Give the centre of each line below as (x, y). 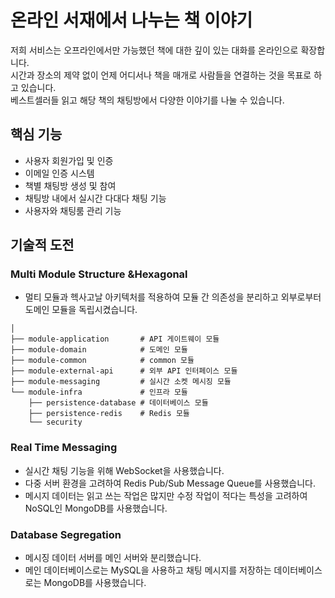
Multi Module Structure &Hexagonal (99, 274)
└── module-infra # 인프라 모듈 (99, 392)
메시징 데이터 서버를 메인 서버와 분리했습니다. (113, 558)
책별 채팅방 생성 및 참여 (70, 185)
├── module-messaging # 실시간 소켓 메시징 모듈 (121, 382)
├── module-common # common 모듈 (102, 361)
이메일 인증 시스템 (59, 173)
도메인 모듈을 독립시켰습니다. (81, 310)
